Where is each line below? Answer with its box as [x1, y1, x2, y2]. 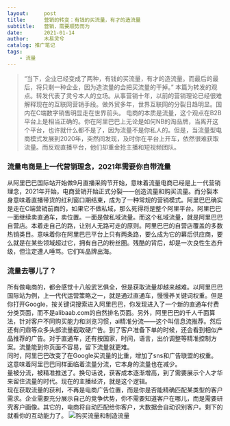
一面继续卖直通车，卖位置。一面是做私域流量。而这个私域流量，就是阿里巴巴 [7, 213, 223, 222]
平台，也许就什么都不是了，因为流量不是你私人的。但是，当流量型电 [29, 126, 222, 134]
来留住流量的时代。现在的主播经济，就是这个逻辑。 [7, 377, 151, 386]
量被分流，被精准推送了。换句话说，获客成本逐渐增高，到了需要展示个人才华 [7, 368, 223, 377]
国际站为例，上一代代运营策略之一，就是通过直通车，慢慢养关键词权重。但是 [7, 292, 223, 300]
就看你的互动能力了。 [7, 412, 67, 420]
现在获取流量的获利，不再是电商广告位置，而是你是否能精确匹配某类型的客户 [7, 386, 223, 394]
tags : [7, 49, 23, 56]
